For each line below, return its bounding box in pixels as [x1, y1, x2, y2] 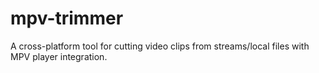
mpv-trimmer [10, 7, 124, 30]
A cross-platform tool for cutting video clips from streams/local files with [10, 40, 310, 52]
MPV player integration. [10, 50, 108, 62]
